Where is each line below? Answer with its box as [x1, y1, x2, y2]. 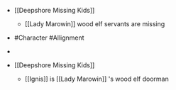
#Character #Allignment [13, 33, 84, 42]
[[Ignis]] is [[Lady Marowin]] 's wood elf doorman [24, 74, 169, 83]
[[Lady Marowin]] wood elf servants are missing [24, 20, 165, 28]
